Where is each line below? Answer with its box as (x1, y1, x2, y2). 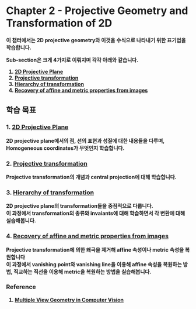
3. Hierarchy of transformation (6, 188, 94, 197)
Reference (6, 283, 36, 291)
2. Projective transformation (6, 159, 87, 167)
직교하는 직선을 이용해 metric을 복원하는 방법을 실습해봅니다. (13, 268, 152, 275)
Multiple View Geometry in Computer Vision (14, 296, 124, 303)
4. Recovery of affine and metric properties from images (6, 232, 169, 241)
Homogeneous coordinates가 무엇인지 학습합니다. (6, 145, 125, 152)
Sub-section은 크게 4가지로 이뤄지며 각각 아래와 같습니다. (6, 56, 139, 63)
